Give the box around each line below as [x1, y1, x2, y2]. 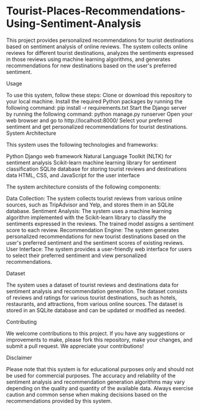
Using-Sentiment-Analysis [6, 17, 142, 30]
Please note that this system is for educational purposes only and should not [6, 365, 194, 372]
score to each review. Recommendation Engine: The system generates [6, 226, 180, 233]
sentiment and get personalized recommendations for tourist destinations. [6, 123, 188, 130]
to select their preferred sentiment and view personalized [6, 252, 147, 259]
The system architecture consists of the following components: [6, 183, 161, 190]
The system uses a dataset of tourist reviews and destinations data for [6, 281, 179, 288]
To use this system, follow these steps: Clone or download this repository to [6, 91, 192, 98]
